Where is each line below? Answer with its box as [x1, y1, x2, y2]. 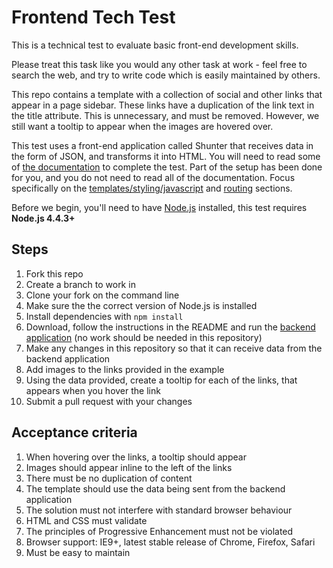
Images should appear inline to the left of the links [25, 461, 233, 473]
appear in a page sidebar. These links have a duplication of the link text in [11, 99, 315, 111]
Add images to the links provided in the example [25, 363, 225, 375]
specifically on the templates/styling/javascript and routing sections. [11, 182, 293, 194]
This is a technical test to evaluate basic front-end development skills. [11, 39, 299, 51]
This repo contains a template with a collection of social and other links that [11, 88, 323, 100]
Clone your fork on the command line [25, 289, 180, 301]
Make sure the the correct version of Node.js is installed [25, 299, 258, 311]
